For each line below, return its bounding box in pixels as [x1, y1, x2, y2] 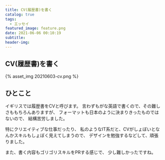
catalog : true [5, 12, 35, 17]
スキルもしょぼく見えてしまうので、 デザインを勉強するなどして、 [13, 132, 150, 138]
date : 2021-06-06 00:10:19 [5, 30, 61, 35]
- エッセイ [9, 21, 29, 26]
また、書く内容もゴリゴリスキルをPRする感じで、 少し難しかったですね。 [5, 149, 156, 155]
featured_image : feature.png [5, 26, 66, 31]
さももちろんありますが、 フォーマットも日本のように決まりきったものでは [5, 109, 160, 115]
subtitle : [5, 35, 26, 40]
